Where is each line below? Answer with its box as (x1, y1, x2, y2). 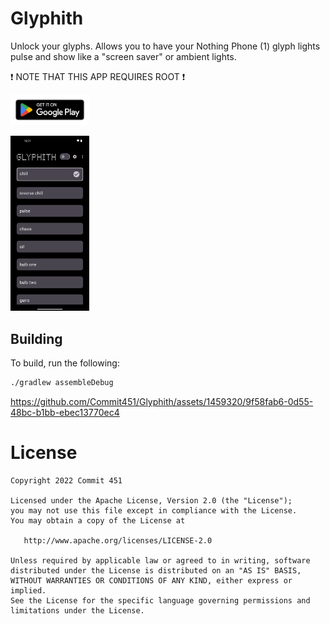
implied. (10, 585, 47, 596)
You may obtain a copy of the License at (10, 515, 186, 526)
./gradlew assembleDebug (10, 377, 114, 387)
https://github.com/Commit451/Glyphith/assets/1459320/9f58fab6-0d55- (10, 395, 314, 407)
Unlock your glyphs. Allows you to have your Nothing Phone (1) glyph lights (10, 40, 321, 52)
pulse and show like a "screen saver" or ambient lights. (10, 50, 237, 62)
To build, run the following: (10, 357, 120, 369)
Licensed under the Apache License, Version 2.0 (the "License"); (10, 495, 293, 506)
